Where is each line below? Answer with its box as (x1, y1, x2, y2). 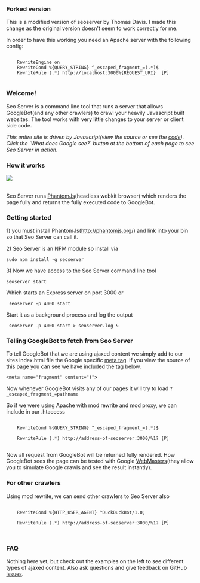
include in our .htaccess (6, 408, 66, 415)
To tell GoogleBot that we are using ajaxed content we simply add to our (6, 350, 183, 357)
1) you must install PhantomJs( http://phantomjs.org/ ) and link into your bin (6, 227, 189, 235)
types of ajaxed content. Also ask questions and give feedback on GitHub (6, 564, 187, 572)
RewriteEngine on (17, 59, 60, 66)
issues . (6, 570, 24, 578)
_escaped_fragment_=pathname (6, 391, 79, 397)
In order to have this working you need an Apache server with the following (6, 37, 191, 44)
